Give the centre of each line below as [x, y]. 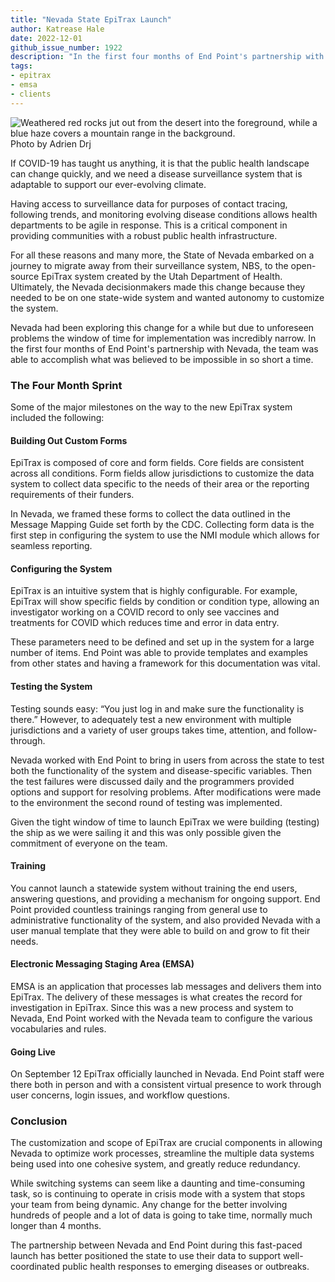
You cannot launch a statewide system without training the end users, [154, 888]
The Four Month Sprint [66, 385]
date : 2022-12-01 [46, 38]
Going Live [33, 1052]
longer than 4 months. [56, 1226]
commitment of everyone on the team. [89, 843]
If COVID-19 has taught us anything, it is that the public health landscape [160, 163]
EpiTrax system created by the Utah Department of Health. [162, 276]
